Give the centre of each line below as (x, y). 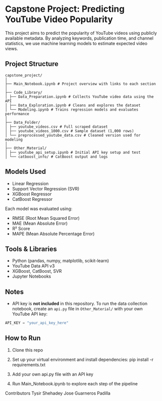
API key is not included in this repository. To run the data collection (80, 304)
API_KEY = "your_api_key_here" (37, 323)
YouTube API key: (30, 314)
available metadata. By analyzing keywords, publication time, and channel (79, 38)
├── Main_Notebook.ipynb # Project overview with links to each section (81, 84)
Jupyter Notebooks (31, 276)
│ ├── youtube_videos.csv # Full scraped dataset (57, 127)
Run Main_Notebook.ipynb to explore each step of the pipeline (75, 383)
